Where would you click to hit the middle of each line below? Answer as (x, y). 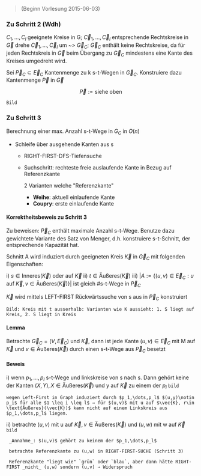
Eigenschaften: (25, 264)
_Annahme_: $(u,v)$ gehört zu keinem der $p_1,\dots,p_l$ (83, 441)
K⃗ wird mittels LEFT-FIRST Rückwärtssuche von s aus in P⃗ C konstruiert (97, 297)
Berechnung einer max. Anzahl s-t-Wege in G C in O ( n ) (73, 132)
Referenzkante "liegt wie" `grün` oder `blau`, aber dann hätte (91, 462)
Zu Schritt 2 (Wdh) (34, 24)
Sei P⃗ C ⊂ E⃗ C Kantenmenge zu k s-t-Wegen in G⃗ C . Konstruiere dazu (94, 73)
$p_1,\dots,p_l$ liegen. (37, 413)
